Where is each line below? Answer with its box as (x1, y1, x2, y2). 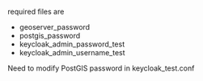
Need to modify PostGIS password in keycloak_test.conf (7, 63, 195, 73)
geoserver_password (19, 22, 91, 31)
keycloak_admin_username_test (19, 48, 126, 57)
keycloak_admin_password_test (19, 39, 125, 49)
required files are (7, 7, 65, 16)
